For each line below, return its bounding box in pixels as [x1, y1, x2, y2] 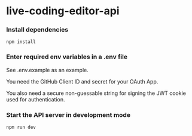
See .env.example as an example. [6, 66, 89, 73]
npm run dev [6, 124, 36, 131]
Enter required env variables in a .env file [6, 52, 127, 61]
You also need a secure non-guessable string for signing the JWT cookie [6, 89, 187, 97]
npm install [6, 39, 36, 45]
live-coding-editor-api [6, 4, 120, 18]
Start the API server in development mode [6, 110, 130, 119]
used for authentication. [6, 95, 65, 103]
